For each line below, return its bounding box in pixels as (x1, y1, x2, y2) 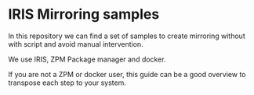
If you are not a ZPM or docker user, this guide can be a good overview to (8, 69, 246, 79)
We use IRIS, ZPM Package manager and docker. (8, 55, 166, 64)
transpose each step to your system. (8, 78, 127, 87)
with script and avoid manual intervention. (8, 39, 143, 48)
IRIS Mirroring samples (8, 5, 160, 23)
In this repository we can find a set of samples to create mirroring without (8, 31, 245, 40)
